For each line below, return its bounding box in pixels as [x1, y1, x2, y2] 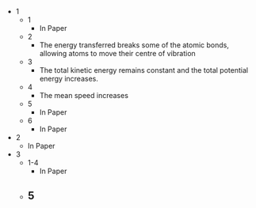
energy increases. [39, 74, 99, 83]
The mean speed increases [39, 91, 129, 100]
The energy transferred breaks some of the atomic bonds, [39, 40, 230, 50]
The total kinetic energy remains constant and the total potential [39, 66, 248, 74]
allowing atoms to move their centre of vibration [39, 49, 196, 58]
